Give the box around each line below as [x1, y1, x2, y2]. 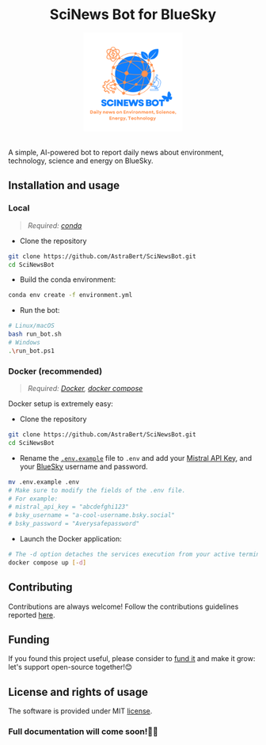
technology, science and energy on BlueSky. [8, 156, 154, 165]
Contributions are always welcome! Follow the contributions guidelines [8, 602, 239, 611]
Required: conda [27, 220, 82, 230]
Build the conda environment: [19, 275, 116, 284]
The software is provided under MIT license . [8, 706, 153, 716]
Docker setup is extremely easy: [8, 399, 113, 409]
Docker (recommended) [8, 366, 103, 377]
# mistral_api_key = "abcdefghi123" [8, 503, 129, 511]
